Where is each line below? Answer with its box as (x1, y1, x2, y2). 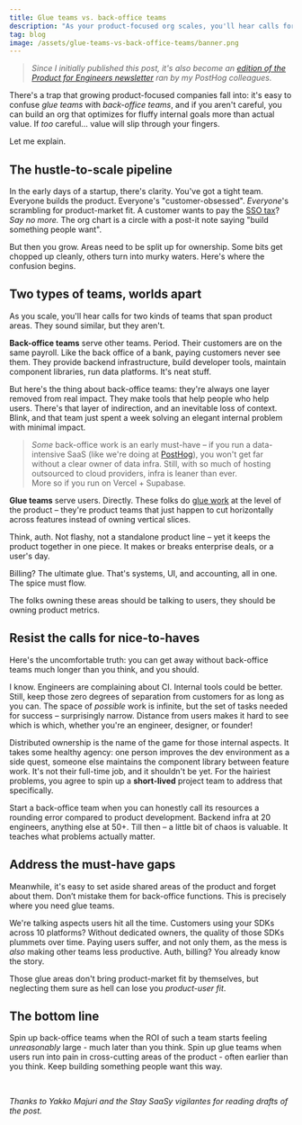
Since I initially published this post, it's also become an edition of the (31, 63, 286, 74)
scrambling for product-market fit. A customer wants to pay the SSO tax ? (9, 205, 280, 216)
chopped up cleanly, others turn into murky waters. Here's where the (9, 251, 265, 262)
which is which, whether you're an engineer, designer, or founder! (9, 719, 253, 730)
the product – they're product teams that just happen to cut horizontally (9, 504, 274, 515)
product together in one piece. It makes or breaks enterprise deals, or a (9, 540, 274, 551)
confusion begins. (9, 261, 76, 272)
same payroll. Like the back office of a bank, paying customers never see (9, 347, 281, 358)
